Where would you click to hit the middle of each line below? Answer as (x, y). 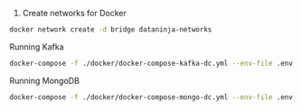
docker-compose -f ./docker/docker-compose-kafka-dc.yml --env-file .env (151, 63)
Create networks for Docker (74, 13)
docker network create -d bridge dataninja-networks (111, 30)
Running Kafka (37, 46)
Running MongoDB (44, 80)
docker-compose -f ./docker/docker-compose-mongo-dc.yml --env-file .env (151, 97)
